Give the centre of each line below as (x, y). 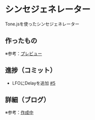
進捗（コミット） (31, 70)
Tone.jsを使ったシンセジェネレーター (42, 24)
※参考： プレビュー (24, 53)
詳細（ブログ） (28, 100)
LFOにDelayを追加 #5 (34, 83)
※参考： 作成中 (19, 113)
